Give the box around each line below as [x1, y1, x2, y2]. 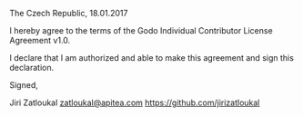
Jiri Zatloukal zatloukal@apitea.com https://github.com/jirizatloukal [9, 97, 260, 108]
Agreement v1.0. [9, 35, 71, 45]
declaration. [9, 63, 55, 73]
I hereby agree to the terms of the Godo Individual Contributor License [9, 25, 273, 35]
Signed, [9, 80, 38, 90]
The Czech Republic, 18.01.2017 [9, 8, 128, 18]
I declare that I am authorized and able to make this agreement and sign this [9, 53, 294, 63]
